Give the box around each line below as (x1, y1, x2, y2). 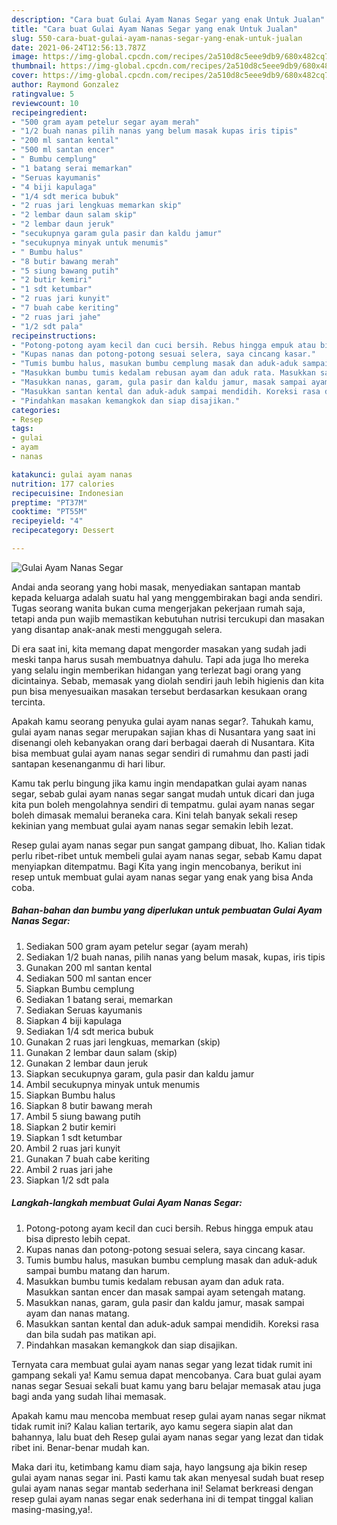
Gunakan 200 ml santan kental (25, 961, 153, 973)
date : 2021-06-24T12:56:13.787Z (11, 42, 146, 53)
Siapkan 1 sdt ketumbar (25, 1131, 123, 1143)
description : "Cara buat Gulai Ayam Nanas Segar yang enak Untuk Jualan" (11, 14, 326, 25)
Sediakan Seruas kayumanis (25, 1004, 143, 1016)
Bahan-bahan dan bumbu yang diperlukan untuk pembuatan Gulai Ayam (11, 904, 323, 916)
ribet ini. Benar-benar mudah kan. (11, 1441, 150, 1453)
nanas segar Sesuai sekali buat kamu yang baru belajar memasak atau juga (11, 1379, 321, 1391)
